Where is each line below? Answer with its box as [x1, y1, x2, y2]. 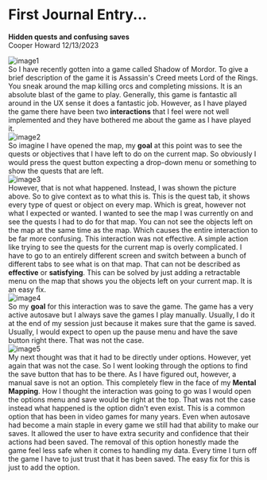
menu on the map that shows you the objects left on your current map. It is [8, 276, 253, 285]
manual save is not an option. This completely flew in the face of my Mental [8, 377, 257, 388]
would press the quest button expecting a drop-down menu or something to [8, 157, 257, 167]
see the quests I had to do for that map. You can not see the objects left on [8, 217, 253, 226]
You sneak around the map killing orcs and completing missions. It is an [8, 81, 242, 91]
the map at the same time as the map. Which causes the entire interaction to [8, 225, 258, 234]
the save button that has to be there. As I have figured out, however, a [8, 369, 237, 379]
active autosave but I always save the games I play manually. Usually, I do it [8, 309, 256, 320]
